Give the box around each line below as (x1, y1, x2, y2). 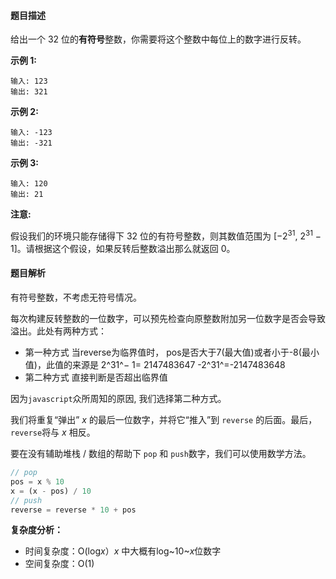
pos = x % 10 (10, 476, 65, 487)
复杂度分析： (10, 524, 63, 536)
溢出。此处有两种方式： (10, 325, 107, 337)
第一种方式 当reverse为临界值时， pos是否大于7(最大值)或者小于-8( (24, 346, 302, 359)
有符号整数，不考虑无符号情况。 (10, 291, 142, 304)
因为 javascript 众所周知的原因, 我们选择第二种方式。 (10, 393, 227, 405)
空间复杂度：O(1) (24, 558, 95, 570)
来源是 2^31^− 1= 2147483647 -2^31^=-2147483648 (71, 359, 286, 371)
